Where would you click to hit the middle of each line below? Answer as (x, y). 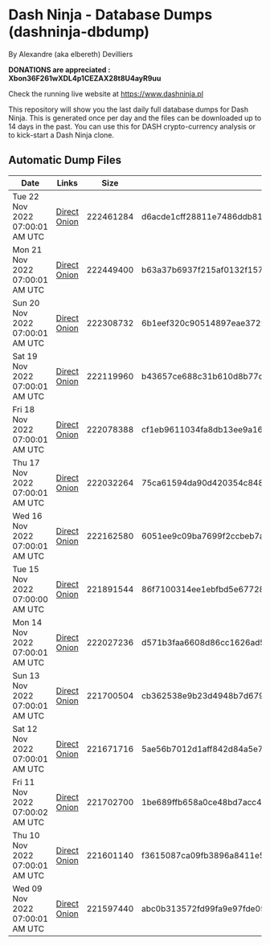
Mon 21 (27, 249)
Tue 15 (26, 569)
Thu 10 (26, 835)
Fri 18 (24, 409)
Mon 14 (27, 622)
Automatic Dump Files (65, 160)
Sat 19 (25, 356)
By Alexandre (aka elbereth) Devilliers (71, 54)
